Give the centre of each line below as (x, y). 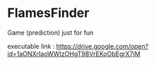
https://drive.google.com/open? (102, 46)
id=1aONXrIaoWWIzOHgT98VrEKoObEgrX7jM (74, 54)
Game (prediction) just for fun (50, 32)
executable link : (31, 46)
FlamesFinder (48, 13)
